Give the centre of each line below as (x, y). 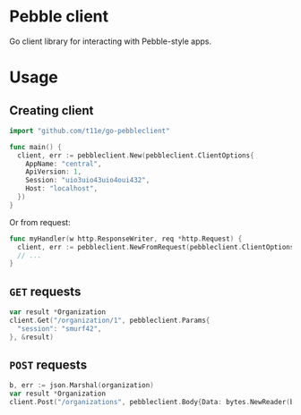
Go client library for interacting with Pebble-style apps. (111, 41)
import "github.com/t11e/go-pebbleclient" (90, 131)
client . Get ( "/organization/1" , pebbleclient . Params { (110, 320)
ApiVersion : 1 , (54, 172)
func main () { (36, 147)
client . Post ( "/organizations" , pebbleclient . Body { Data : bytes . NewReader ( (150, 402)
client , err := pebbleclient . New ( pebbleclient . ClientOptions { (136, 155)
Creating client (52, 110)
